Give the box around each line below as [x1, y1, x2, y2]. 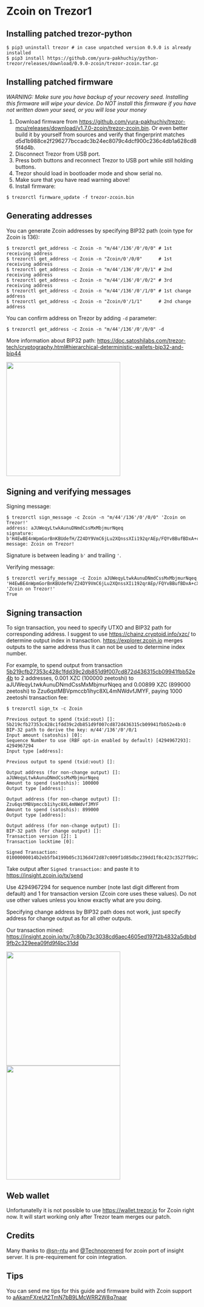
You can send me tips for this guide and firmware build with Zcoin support [6, 1287, 192, 1294]
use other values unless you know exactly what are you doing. [6, 896, 162, 904]
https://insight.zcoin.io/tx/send [6, 872, 83, 879]
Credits [6, 1230, 35, 1241]
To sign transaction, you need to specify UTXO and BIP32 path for [6, 624, 172, 631]
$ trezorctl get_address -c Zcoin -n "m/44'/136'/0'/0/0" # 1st [6, 245, 172, 251]
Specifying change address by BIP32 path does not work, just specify [6, 908, 181, 916]
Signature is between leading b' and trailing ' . [6, 552, 121, 559]
